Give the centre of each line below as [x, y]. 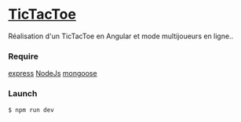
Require [24, 56]
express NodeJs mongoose [53, 74]
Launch [23, 94]
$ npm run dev [31, 110]
